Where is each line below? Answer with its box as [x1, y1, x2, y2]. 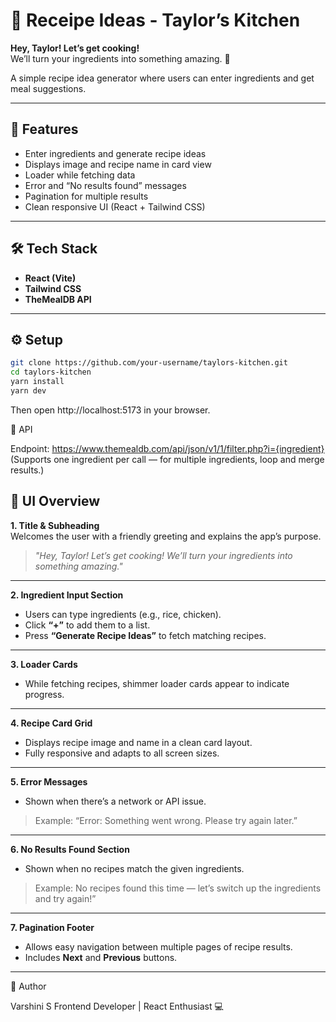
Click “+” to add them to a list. [24, 619, 151, 631]
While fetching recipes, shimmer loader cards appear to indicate [24, 677, 290, 689]
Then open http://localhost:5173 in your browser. [10, 404, 211, 416]
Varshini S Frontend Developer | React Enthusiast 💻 [10, 1000, 224, 1012]
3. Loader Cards [10, 658, 78, 670]
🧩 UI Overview [10, 493, 101, 510]
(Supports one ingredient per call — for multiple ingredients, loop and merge [10, 453, 325, 465]
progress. [24, 688, 65, 700]
